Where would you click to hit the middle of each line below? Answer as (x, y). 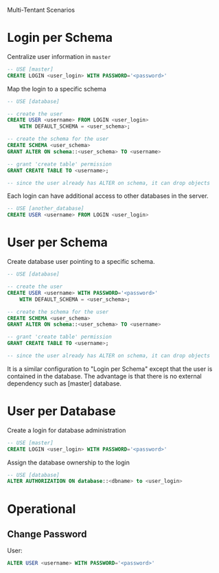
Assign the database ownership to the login (69, 462)
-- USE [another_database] (46, 209)
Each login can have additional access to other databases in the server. (108, 196)
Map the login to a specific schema (57, 89)
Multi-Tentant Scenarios (41, 10)
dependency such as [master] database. (64, 383)
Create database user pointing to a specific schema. (81, 262)
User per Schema (57, 243)
